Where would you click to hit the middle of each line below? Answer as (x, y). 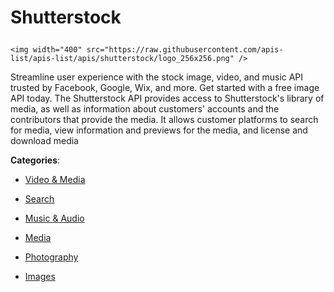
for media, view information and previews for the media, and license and (159, 130)
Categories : (35, 160)
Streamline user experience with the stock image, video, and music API (157, 77)
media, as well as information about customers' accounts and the (145, 109)
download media (44, 141)
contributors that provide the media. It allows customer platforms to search (164, 120)
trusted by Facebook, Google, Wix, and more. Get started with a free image (165, 88)
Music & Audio (54, 218)
